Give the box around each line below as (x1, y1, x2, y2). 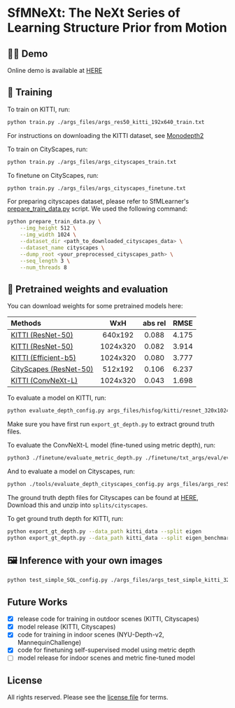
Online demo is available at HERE (7, 67, 103, 74)
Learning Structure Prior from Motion (7, 20, 227, 36)
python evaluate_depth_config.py (7, 408, 105, 415)
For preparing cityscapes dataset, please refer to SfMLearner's (7, 197, 190, 206)
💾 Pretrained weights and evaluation (7, 283, 169, 295)
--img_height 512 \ (20, 225, 77, 232)
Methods (10, 319, 42, 328)
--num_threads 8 (20, 264, 68, 271)
